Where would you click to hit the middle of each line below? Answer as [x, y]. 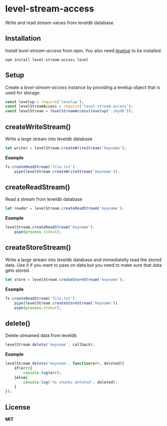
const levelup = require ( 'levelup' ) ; [45, 102]
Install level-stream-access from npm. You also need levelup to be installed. [83, 50]
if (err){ [23, 368]
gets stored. [18, 270]
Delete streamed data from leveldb [41, 336]
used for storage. [23, 92]
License [18, 407]
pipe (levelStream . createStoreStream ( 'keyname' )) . [67, 303]
